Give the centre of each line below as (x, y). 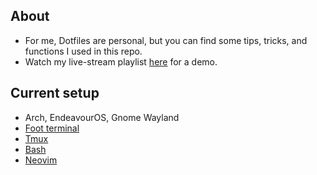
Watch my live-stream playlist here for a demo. (121, 61)
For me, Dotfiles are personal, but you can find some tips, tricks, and (166, 40)
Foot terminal (52, 128)
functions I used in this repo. (83, 51)
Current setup (55, 93)
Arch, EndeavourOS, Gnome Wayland (102, 117)
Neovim (41, 160)
